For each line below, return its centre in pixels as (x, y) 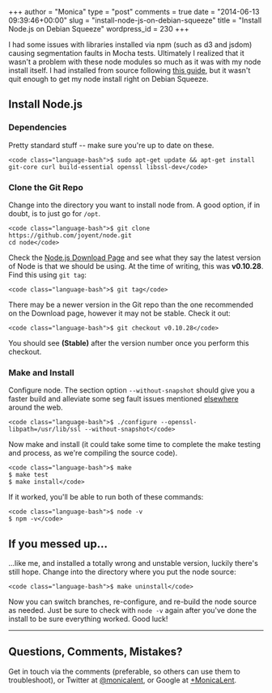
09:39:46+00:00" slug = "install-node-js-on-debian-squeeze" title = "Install (135, 20)
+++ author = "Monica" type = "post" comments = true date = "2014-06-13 (134, 12)
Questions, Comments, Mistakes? (96, 652)
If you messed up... (58, 544)
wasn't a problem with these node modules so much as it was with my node (135, 62)
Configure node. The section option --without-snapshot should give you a (132, 390)
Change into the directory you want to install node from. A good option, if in (134, 205)
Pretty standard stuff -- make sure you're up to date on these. (111, 145)
